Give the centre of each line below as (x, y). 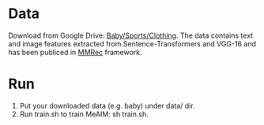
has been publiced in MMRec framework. (75, 52)
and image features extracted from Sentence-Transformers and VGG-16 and (132, 43)
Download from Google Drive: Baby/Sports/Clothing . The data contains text (131, 35)
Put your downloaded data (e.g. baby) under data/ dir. (107, 105)
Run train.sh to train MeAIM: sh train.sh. (84, 114)
